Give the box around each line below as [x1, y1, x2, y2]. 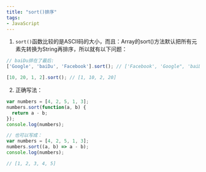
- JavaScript [6, 20, 40, 26]
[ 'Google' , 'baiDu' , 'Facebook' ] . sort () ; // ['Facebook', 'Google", [6, 64, 185, 70]
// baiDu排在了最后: [6, 58, 54, 64]
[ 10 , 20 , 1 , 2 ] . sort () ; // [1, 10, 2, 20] [6, 75, 116, 81]
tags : [6, 15, 20, 21]
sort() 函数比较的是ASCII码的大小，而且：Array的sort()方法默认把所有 [15, 38, 192, 45]
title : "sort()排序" [6, 9, 57, 15]
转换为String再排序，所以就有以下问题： [26, 45, 128, 53]
